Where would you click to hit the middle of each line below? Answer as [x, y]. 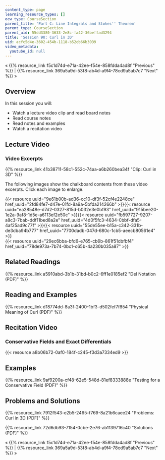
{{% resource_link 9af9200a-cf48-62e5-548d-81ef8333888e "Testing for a [82, 380]
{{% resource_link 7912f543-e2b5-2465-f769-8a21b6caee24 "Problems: [80, 412]
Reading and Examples [41, 295]
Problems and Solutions [43, 401]
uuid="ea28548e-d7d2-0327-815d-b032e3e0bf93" [58, 209]
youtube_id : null [27, 51]
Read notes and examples [39, 123]
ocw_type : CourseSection [31, 19]
